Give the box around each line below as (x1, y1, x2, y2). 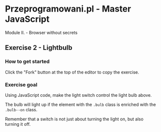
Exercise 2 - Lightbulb (5, 44, 73, 52)
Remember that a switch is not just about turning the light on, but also (5, 116, 144, 122)
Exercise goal (5, 81, 38, 88)
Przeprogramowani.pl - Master (5, 3, 132, 15)
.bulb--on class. (5, 106, 38, 112)
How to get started (5, 58, 50, 65)
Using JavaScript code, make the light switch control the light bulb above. (5, 92, 152, 98)
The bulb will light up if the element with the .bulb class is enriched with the (5, 102, 156, 107)
